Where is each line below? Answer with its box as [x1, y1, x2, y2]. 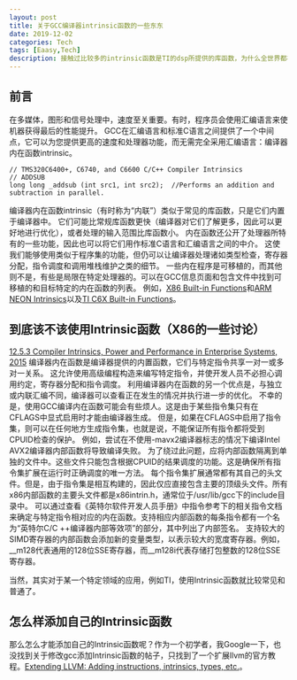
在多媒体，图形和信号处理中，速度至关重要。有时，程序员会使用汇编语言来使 [9, 114, 288, 125]
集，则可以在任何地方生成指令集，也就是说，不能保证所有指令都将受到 [9, 422, 265, 434]
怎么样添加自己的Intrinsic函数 [9, 614, 172, 630]
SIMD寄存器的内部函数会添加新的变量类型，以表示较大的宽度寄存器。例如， [9, 533, 285, 545]
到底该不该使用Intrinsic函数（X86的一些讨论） [9, 322, 265, 337]
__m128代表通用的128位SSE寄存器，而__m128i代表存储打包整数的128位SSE [9, 545, 281, 555]
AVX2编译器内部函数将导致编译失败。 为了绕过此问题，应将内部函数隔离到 [9, 444, 280, 456]
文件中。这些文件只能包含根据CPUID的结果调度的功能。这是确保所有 [24, 456, 274, 467]
